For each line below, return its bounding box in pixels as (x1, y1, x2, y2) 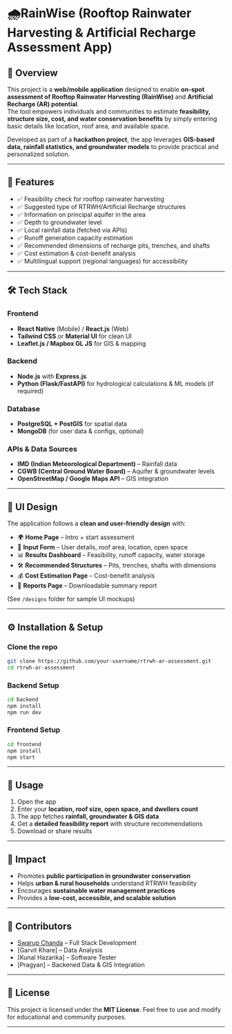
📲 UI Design (7, 501, 58, 513)
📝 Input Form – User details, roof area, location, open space (17, 543, 188, 552)
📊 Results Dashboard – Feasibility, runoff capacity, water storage (17, 551, 206, 559)
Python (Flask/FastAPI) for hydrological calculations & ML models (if (17, 379, 214, 387)
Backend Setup (7, 681, 60, 690)
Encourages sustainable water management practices (17, 886, 175, 895)
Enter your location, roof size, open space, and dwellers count (17, 805, 199, 813)
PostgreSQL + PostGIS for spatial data (17, 420, 128, 428)
